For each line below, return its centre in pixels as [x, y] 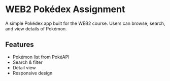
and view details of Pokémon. [36, 28]
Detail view [24, 67]
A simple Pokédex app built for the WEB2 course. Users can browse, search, [85, 23]
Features [20, 45]
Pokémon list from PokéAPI [41, 57]
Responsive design [32, 73]
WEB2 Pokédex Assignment [65, 9]
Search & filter [28, 62]
